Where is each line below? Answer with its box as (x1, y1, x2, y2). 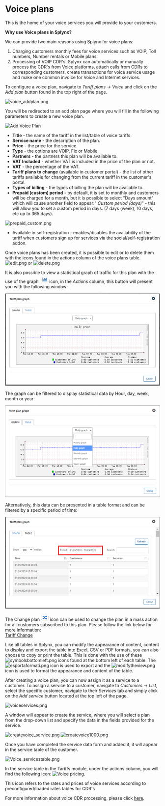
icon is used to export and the (50, 662, 110, 668)
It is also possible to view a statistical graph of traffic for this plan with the (5, 269, 154, 276)
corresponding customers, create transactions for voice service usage (12, 69, 155, 75)
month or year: (5, 395, 35, 401)
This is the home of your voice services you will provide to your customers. (5, 20, 157, 26)
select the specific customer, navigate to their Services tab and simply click (5, 688, 158, 694)
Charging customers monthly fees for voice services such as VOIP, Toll (12, 48, 156, 54)
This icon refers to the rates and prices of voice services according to (5, 780, 146, 786)
